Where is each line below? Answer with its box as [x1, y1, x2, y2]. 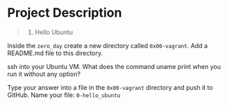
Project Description [7, 5, 122, 21]
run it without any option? [7, 70, 81, 78]
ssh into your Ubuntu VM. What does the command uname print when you [7, 62, 222, 70]
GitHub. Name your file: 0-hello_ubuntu [7, 91, 121, 99]
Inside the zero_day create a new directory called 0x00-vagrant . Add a [7, 41, 208, 50]
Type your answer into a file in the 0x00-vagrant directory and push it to [7, 83, 213, 91]
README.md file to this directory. [7, 49, 104, 57]
